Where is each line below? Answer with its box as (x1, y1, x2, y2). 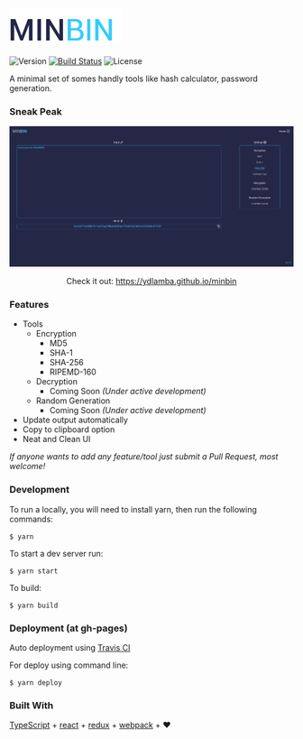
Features (9, 298, 50, 310)
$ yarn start (9, 567, 59, 576)
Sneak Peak (9, 105, 63, 117)
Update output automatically (22, 414, 129, 426)
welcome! (9, 461, 46, 472)
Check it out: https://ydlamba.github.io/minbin (66, 276, 237, 287)
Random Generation (35, 395, 111, 406)
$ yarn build (9, 601, 59, 610)
